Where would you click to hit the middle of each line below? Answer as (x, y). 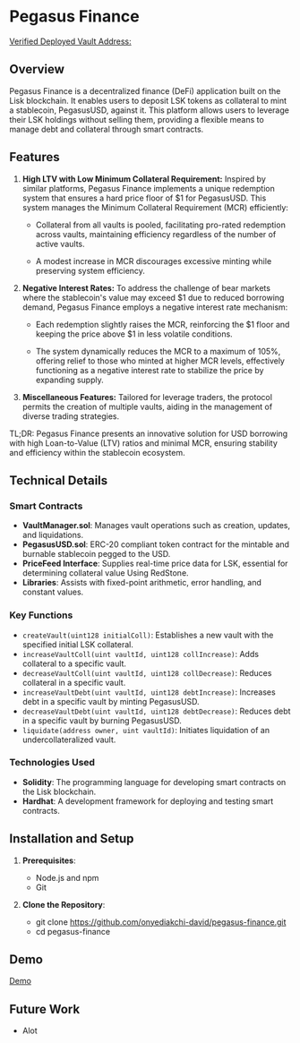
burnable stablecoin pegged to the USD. (96, 554)
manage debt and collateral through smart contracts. (107, 129)
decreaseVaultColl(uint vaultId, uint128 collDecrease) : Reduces (147, 672)
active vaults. (60, 244)
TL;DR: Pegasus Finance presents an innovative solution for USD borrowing (149, 433)
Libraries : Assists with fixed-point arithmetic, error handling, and (142, 583)
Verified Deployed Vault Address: (70, 41)
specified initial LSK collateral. (78, 644)
